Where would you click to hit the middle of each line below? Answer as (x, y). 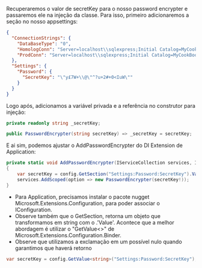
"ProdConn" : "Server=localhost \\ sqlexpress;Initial (83, 55)
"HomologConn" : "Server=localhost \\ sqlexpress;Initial (87, 49)
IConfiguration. (33, 210)
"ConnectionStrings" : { (41, 38)
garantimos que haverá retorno (53, 248)
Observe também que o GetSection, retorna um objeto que (88, 216)
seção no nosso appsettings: (42, 21)
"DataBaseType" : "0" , (44, 44)
